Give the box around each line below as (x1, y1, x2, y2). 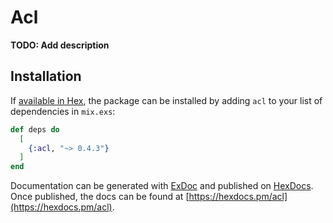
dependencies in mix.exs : (10, 105, 116, 117)
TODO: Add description (10, 39, 110, 51)
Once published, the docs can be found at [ (10, 191, 190, 203)
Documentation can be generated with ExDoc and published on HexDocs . (10, 180, 314, 192)
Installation (10, 68, 82, 85)
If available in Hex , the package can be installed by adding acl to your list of (10, 94, 323, 106)
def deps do (10, 124, 60, 135)
